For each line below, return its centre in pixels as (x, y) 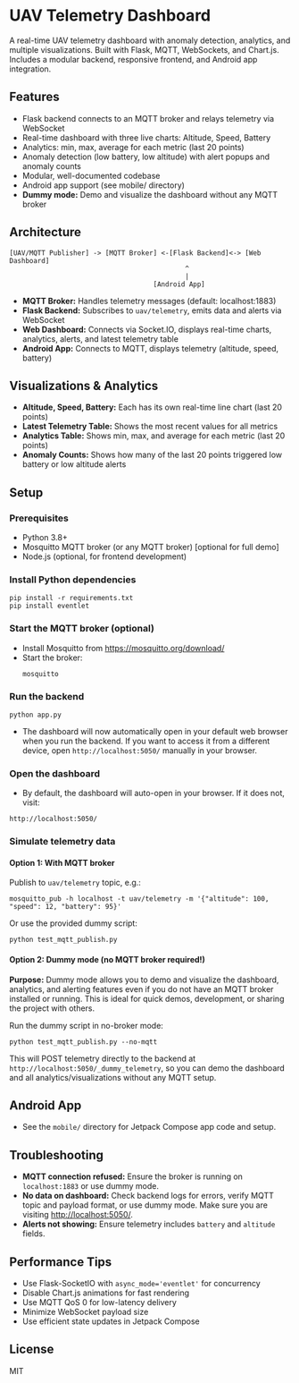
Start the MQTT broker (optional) (82, 629)
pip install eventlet (50, 606)
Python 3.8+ (45, 538)
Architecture (46, 232)
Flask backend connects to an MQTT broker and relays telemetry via (148, 118)
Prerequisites (39, 518)
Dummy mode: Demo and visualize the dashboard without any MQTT (150, 194)
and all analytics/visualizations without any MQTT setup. (113, 1077)
